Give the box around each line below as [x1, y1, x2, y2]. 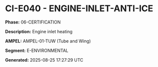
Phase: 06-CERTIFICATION [5, 19, 61, 25]
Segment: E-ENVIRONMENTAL [5, 47, 69, 53]
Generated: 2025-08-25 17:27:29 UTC [5, 57, 83, 63]
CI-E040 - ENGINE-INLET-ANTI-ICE [5, 3, 154, 14]
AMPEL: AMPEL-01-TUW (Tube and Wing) [5, 38, 91, 44]
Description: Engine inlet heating [5, 28, 73, 34]
